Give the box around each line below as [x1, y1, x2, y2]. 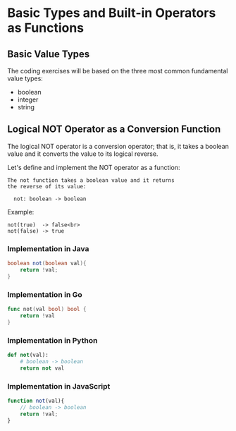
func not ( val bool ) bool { [7, 305, 87, 313]
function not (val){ [7, 397, 65, 404]
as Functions [7, 20, 85, 36]
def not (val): [7, 351, 49, 358]
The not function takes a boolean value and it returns [7, 176, 175, 184]
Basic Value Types [7, 48, 90, 60]
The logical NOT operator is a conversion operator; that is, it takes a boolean [7, 142, 229, 150]
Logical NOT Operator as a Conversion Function [7, 123, 221, 135]
